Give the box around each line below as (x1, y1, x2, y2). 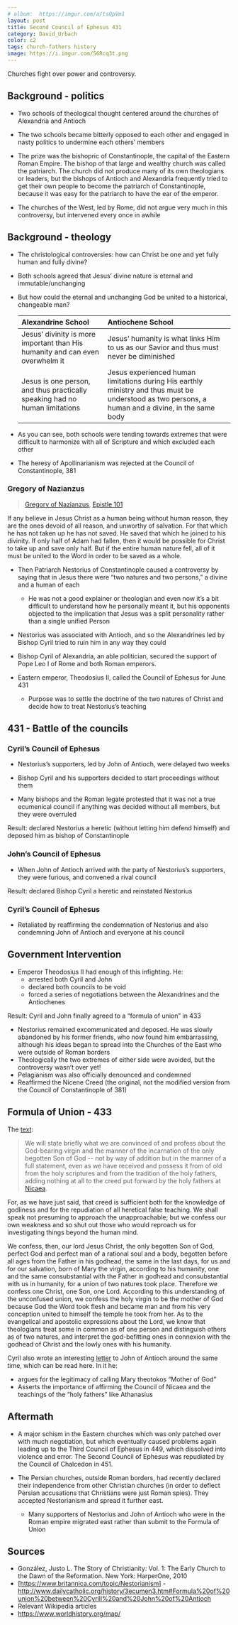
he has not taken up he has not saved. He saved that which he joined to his (7, 528, 227, 537)
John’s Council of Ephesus (7, 849, 101, 859)
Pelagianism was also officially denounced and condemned (17, 1070, 191, 1079)
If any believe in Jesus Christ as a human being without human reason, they (7, 513, 229, 522)
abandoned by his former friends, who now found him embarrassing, (17, 1033, 219, 1041)
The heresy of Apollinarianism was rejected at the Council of (17, 459, 195, 467)
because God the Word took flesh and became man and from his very (7, 1302, 211, 1310)
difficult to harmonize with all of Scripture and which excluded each (17, 437, 215, 446)
